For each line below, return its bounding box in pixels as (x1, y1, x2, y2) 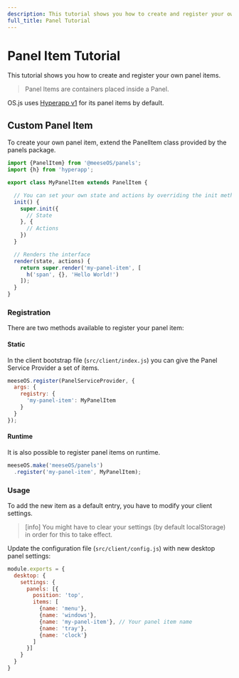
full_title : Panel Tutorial (7, 17, 91, 24)
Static (7, 339, 26, 349)
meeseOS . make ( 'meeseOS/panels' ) (7, 462, 103, 469)
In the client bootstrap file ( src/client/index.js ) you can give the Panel (7, 356, 218, 364)
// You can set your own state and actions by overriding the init (14, 191, 218, 199)
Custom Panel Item (7, 119, 94, 132)
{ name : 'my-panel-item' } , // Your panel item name (38, 618, 193, 625)
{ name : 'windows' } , (38, 612, 97, 619)
